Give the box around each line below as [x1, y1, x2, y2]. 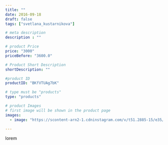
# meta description [5, 30, 46, 35]
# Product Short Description [5, 62, 66, 67]
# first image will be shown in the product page [5, 108, 111, 113]
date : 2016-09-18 [5, 12, 41, 17]
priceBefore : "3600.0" [5, 53, 52, 58]
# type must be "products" [5, 89, 61, 95]
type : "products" [5, 94, 41, 99]
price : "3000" [5, 48, 35, 53]
